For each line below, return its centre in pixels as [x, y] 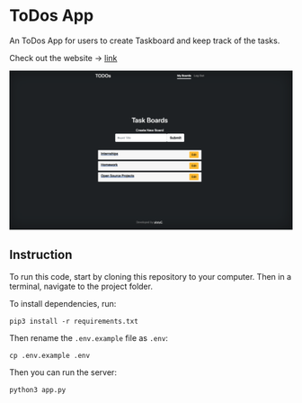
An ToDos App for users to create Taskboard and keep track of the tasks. [145, 40]
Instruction [41, 255]
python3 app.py [38, 390]
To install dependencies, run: [63, 303]
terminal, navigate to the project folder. [81, 286]
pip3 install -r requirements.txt [74, 321]
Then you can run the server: [63, 372]
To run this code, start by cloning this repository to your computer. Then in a [151, 276]
